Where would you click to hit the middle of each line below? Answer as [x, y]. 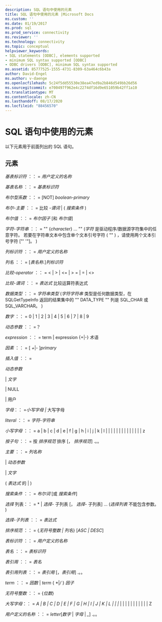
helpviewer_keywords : [27, 51]
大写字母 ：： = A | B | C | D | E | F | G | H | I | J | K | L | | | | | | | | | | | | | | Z [79, 604]
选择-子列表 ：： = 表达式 [31, 520]
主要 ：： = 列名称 [24, 451]
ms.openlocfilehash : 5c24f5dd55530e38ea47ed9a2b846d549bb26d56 [71, 83]
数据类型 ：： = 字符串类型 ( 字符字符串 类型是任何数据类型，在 [68, 293]
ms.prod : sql [18, 28]
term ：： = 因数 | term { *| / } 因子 [40, 583]
